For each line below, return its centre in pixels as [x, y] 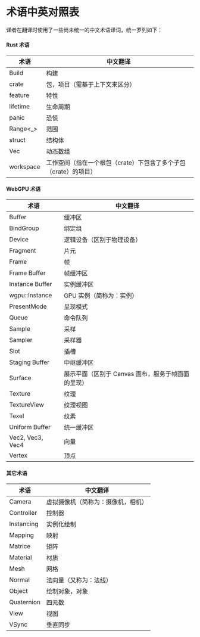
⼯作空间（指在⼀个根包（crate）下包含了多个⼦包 [116, 163]
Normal [19, 580]
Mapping [22, 535]
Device [19, 240]
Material [21, 557]
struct [17, 140]
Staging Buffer [29, 362]
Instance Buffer [31, 284]
